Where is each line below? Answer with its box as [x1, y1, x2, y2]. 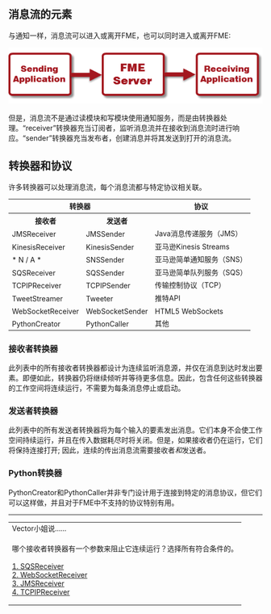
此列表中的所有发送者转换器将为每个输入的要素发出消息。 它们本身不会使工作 [8, 425, 263, 435]
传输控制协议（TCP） [154, 280, 226, 290]
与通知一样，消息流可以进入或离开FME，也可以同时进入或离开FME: [8, 31, 231, 40]
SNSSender [85, 255, 125, 265]
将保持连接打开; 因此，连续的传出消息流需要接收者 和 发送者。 [8, 445, 211, 455]
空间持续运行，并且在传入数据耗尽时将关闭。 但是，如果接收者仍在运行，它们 [8, 435, 263, 445]
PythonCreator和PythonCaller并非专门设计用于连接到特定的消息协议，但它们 [8, 487, 262, 497]
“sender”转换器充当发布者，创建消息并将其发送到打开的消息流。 [23, 133, 236, 143]
